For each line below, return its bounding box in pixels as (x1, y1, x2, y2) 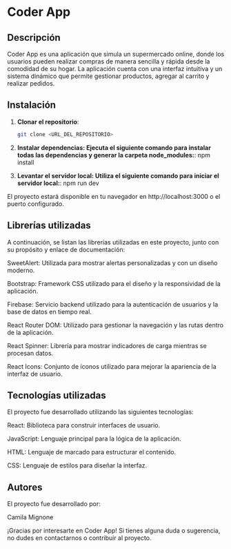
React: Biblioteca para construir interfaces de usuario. (7, 421, 161, 430)
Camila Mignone (7, 513, 54, 521)
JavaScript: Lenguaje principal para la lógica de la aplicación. (7, 434, 181, 443)
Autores (7, 481, 43, 493)
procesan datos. (7, 349, 54, 357)
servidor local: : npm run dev (17, 179, 99, 187)
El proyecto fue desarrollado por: (7, 500, 101, 508)
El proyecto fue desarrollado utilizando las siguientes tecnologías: (7, 408, 194, 416)
